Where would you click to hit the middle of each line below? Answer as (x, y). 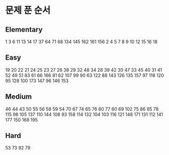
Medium (19, 97)
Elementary (24, 29)
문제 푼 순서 (28, 10)
